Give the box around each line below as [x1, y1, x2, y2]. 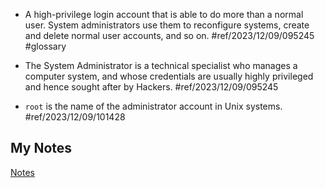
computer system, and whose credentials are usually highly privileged [24, 70, 314, 82]
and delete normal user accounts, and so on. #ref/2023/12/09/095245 [24, 30, 315, 41]
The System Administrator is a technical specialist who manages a [24, 60, 298, 71]
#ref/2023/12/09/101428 [24, 111, 126, 123]
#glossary [24, 40, 67, 52]
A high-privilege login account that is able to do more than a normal [24, 9, 304, 20]
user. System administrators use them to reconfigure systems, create [24, 19, 310, 31]
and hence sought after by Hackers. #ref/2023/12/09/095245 [24, 81, 279, 93]
